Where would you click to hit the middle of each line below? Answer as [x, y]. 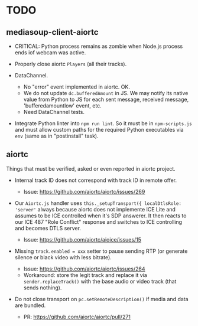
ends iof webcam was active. [50, 53]
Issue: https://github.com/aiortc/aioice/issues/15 [82, 239]
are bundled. [30, 305]
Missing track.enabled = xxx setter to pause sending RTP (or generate [101, 251]
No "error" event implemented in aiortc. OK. [77, 87]
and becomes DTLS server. [48, 228]
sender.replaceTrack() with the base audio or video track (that [100, 281]
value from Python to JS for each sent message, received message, [106, 99]
